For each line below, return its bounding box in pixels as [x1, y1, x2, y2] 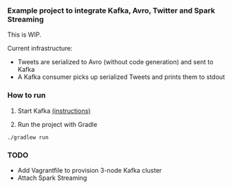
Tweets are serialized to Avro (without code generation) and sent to [17, 58, 214, 66]
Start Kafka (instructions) [17, 106, 91, 115]
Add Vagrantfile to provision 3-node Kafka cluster [17, 166, 162, 174]
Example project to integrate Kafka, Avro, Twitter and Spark [7, 6, 215, 16]
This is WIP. [7, 30, 42, 39]
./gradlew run [7, 133, 49, 141]
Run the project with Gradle [17, 120, 97, 128]
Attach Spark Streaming [17, 173, 87, 182]
